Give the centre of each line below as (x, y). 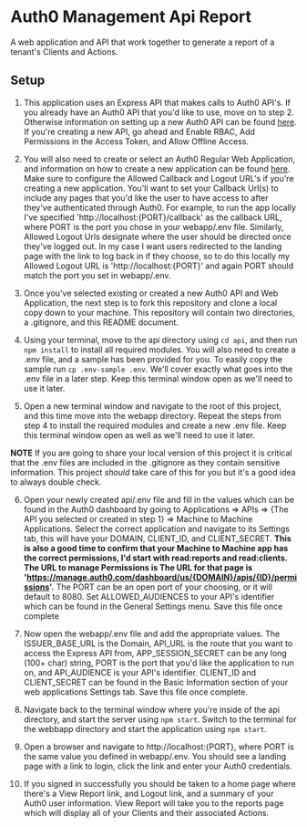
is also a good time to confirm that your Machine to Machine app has (156, 548)
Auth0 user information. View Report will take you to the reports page (153, 803)
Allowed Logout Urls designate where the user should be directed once (157, 236)
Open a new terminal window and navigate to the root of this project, (152, 406)
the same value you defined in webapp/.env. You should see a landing (154, 756)
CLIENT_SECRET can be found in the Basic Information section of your (156, 682)
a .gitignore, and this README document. (101, 322)
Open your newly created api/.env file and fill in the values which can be (159, 499)
